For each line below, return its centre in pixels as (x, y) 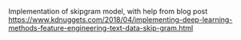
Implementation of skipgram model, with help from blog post (108, 11)
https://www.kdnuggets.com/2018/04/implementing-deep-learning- (120, 20)
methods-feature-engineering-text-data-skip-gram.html (101, 28)
